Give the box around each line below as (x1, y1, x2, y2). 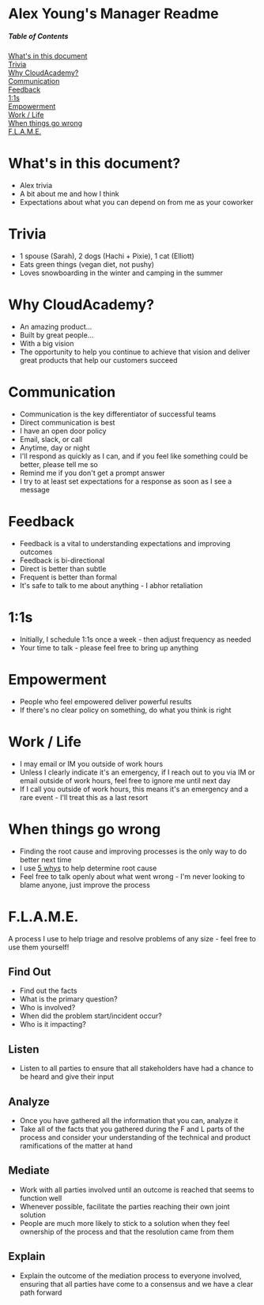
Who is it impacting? (19, 1020, 87, 1029)
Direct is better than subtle (19, 564, 107, 573)
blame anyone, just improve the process (19, 880, 150, 889)
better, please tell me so (19, 459, 99, 469)
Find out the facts (19, 986, 77, 996)
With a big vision (19, 338, 74, 348)
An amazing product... (19, 322, 92, 331)
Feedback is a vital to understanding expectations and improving (19, 538, 231, 548)
